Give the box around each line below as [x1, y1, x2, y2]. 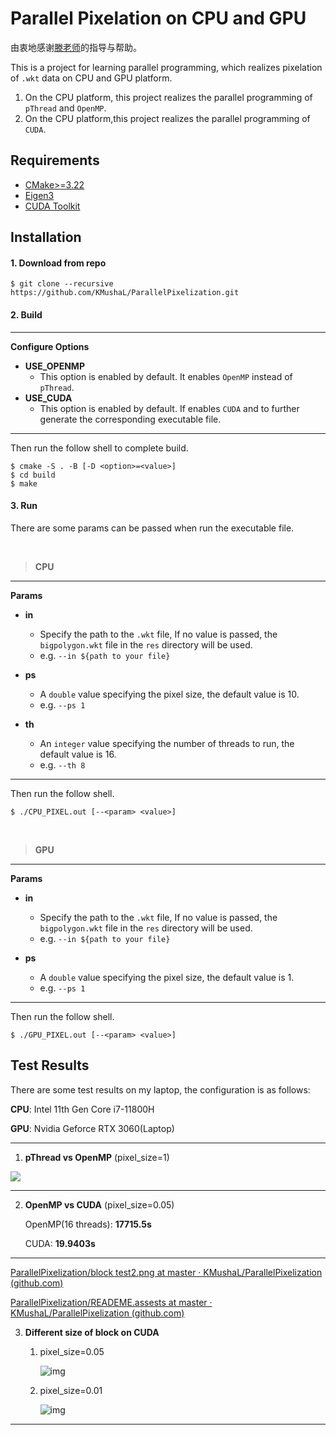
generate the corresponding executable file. [39, 413, 222, 425]
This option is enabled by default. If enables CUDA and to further [39, 402, 300, 414]
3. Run [10, 500, 38, 512]
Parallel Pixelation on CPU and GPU [10, 7, 307, 30]
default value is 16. [39, 748, 117, 760]
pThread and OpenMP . [24, 102, 107, 114]
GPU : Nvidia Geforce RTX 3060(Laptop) [10, 1122, 175, 1134]
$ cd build [10, 470, 56, 480]
